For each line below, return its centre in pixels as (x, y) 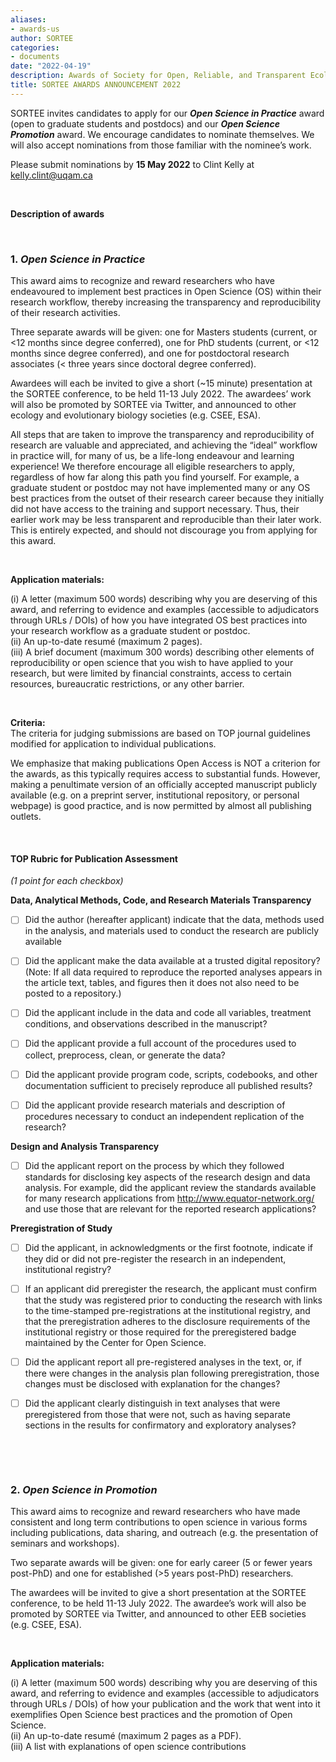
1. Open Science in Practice (78, 259)
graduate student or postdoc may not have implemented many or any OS (160, 488)
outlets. (26, 817)
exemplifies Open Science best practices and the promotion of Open (151, 1715)
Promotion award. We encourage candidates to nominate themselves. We (162, 134)
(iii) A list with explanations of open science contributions (128, 1747)
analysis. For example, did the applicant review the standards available (170, 1187)
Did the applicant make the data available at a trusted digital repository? (172, 961)
